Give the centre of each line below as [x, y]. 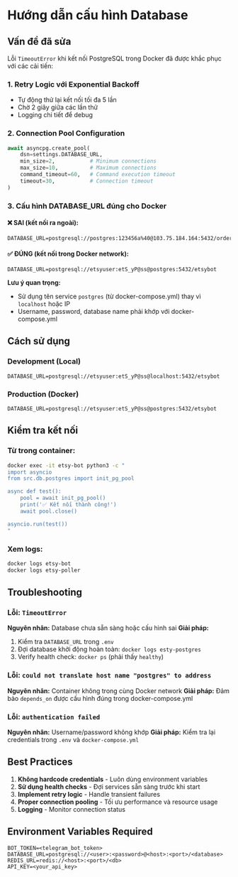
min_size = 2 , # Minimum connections [89, 161]
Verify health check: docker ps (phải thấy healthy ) [91, 657]
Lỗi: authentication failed [54, 717]
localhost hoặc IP [44, 304]
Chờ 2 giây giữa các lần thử [57, 107]
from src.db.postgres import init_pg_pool [71, 479]
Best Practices [40, 762]
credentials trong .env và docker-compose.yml [73, 739]
